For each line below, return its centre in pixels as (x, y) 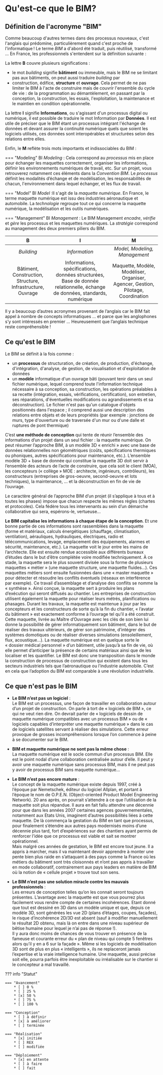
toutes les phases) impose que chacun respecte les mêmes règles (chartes (80, 501)
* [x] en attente (31, 1059)
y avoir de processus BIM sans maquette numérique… (66, 770)
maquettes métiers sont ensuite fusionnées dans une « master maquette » (79, 572)
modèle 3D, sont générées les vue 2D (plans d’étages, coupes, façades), (85, 913)
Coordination (134, 296)
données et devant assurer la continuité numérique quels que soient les (76, 129)
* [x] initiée (28, 1038)
